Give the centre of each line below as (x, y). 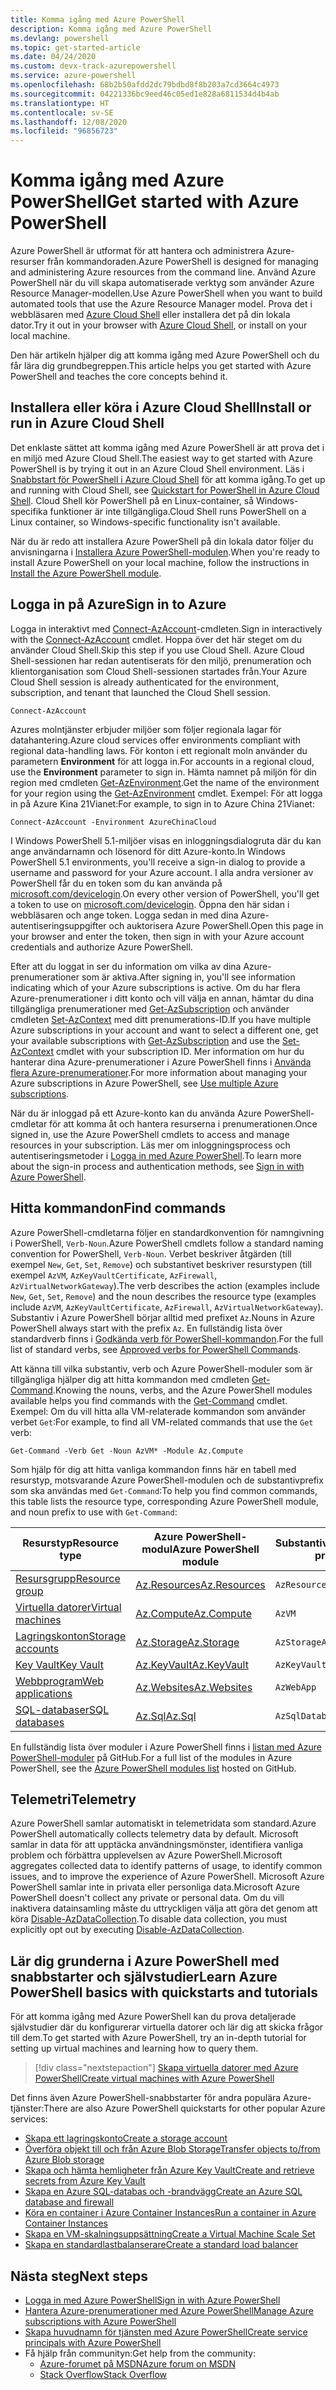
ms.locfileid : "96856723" (64, 131)
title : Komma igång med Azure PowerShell (98, 19)
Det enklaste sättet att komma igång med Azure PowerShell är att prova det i (167, 447)
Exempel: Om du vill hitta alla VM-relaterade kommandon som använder (158, 1411)
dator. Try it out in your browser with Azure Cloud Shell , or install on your (159, 325)
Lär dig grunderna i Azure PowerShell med (145, 1961)
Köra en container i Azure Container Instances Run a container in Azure (170, 2213)
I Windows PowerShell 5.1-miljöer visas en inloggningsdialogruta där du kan (166, 840)
